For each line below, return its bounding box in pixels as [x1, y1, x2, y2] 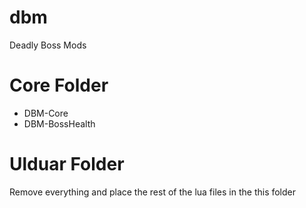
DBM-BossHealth [23, 117, 96, 130]
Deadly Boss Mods [9, 39, 87, 51]
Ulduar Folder [9, 153, 125, 176]
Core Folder [9, 74, 109, 97]
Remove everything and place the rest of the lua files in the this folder [9, 186, 297, 198]
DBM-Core [23, 107, 69, 119]
